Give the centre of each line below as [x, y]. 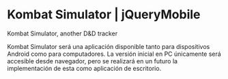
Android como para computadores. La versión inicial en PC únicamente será [114, 54]
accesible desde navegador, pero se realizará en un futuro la [92, 61]
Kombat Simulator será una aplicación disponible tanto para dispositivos [109, 46]
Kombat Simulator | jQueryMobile [104, 15]
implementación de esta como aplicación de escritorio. [84, 68]
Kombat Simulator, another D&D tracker [62, 33]
